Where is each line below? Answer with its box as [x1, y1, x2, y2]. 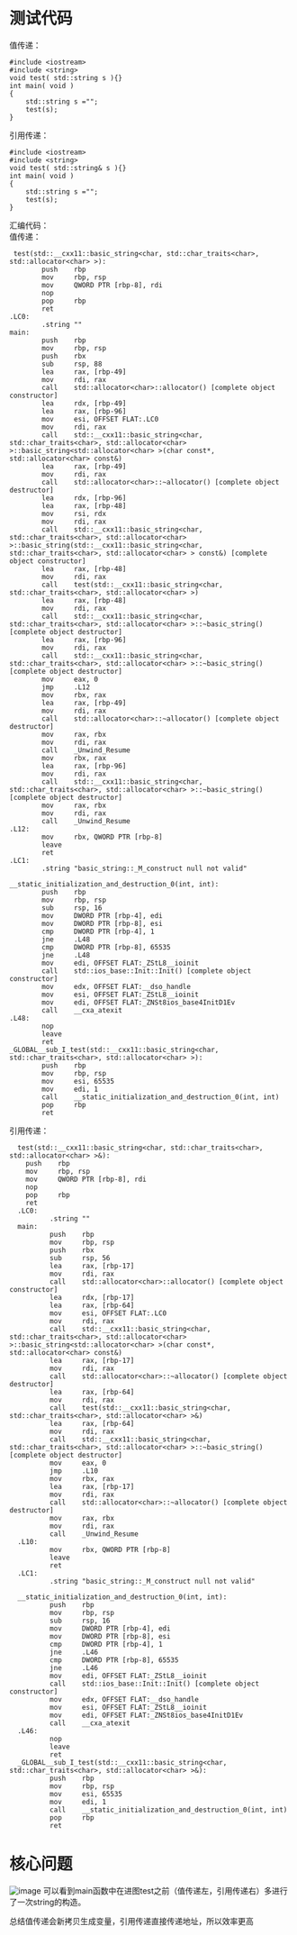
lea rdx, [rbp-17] [49, 1293, 135, 1302]
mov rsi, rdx [41, 509, 106, 518]
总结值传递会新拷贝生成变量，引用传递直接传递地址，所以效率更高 [9, 1915, 254, 1926]
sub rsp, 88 [41, 359, 103, 368]
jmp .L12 [41, 682, 91, 692]
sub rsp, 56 [49, 1253, 111, 1262]
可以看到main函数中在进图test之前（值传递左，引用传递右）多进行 [43, 1885, 288, 1896]
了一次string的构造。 [9, 1896, 86, 1907]
